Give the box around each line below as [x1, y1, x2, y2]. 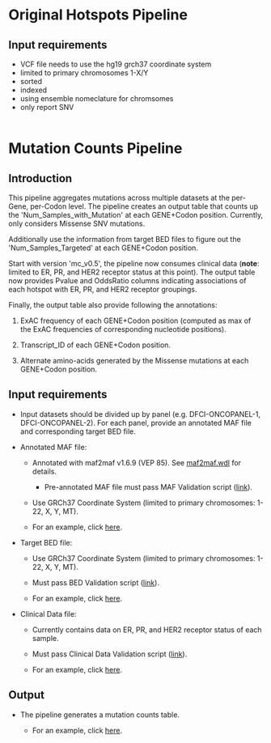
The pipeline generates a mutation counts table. [19, 710, 180, 720]
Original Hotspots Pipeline [8, 6, 188, 24]
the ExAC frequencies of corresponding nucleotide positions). [19, 325, 227, 333]
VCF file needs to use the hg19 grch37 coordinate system [19, 59, 212, 69]
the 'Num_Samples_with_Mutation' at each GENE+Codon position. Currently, [8, 210, 264, 219]
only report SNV [19, 103, 74, 112]
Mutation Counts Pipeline [8, 139, 183, 158]
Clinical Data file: [19, 609, 77, 618]
